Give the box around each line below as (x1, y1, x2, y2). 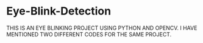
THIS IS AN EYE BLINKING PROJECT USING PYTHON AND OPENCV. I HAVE (6, 24, 198, 31)
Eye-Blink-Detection (6, 4, 112, 18)
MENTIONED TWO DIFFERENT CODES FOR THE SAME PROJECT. (6, 30, 172, 38)
